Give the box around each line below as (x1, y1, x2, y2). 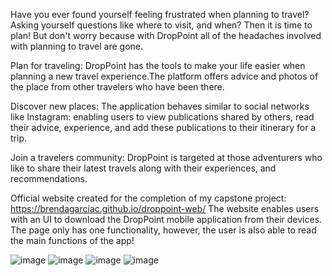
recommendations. (10, 173, 88, 184)
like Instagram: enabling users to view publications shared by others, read (10, 111, 315, 123)
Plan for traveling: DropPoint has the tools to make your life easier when (10, 60, 306, 71)
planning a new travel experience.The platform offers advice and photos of (10, 70, 319, 82)
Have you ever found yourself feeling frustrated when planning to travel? (10, 9, 310, 20)
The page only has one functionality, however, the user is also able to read (10, 224, 317, 236)
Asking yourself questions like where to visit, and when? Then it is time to (10, 19, 313, 31)
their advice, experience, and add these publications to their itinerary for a (10, 122, 317, 133)
